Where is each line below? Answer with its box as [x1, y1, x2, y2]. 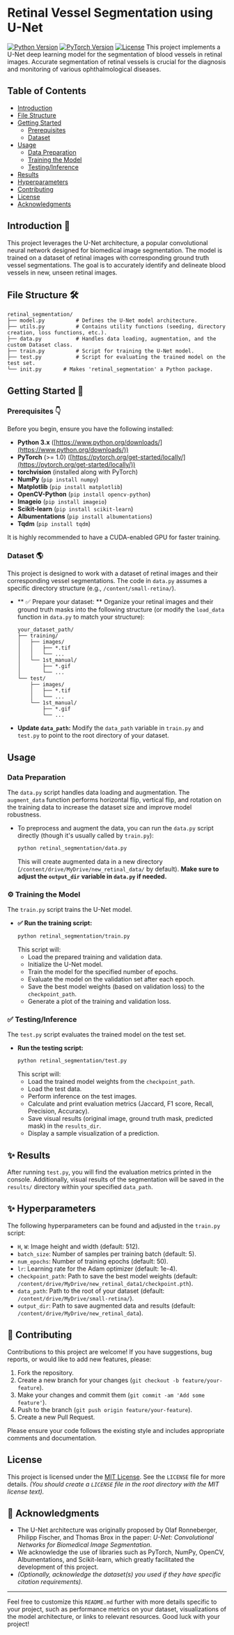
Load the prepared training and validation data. [27, 953, 163, 961]
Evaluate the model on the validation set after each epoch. [27, 975, 195, 984]
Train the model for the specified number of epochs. [27, 968, 178, 976]
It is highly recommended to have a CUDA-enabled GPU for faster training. [7, 533, 221, 541]
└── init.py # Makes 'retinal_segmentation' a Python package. [7, 366, 214, 373]
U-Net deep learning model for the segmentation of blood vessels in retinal [7, 50, 223, 59]
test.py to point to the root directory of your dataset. [17, 731, 169, 740]
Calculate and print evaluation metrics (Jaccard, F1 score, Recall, [27, 1099, 214, 1108]
